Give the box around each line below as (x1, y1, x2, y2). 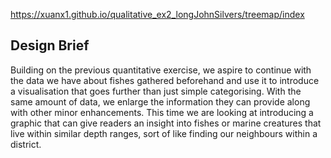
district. (10, 138, 42, 150)
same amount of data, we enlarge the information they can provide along (10, 95, 311, 108)
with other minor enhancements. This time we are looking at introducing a (10, 106, 314, 118)
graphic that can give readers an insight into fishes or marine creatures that (10, 117, 322, 129)
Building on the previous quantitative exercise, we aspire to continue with (10, 64, 312, 76)
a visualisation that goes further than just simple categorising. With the (10, 85, 302, 97)
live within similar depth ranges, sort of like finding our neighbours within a (10, 127, 318, 139)
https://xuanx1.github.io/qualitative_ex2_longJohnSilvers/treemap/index (10, 9, 305, 20)
